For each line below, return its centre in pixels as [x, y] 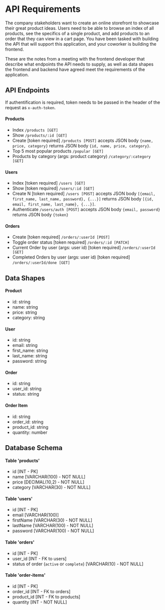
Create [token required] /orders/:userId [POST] [61, 237]
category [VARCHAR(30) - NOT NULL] [51, 487]
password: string [29, 361]
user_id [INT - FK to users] [39, 558]
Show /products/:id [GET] [40, 135]
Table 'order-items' [25, 575]
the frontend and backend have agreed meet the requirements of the [75, 69]
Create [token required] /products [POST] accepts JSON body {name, [83, 140]
